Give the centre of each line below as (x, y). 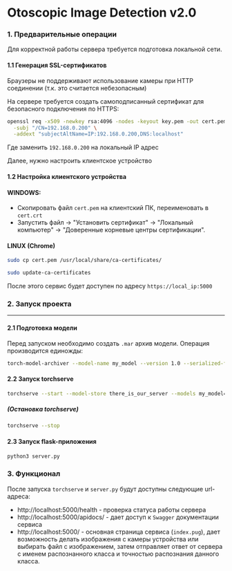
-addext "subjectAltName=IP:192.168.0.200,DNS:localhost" (99, 134)
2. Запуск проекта (39, 303)
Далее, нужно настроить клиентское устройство (80, 161)
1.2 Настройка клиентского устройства (67, 176)
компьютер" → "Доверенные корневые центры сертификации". (111, 230)
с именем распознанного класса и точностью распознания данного (118, 554)
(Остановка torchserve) (43, 409)
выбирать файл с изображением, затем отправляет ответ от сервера (120, 546)
